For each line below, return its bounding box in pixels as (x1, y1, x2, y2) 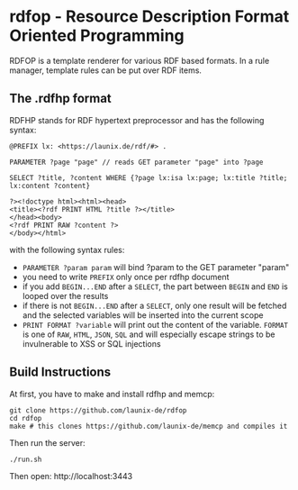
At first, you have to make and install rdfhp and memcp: (9, 388, 215, 399)
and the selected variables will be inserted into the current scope (22, 309, 264, 321)
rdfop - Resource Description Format (9, 6, 290, 27)
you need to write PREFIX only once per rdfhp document (22, 271, 230, 282)
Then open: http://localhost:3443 (9, 470, 133, 481)
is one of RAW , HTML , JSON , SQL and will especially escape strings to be (22, 329, 276, 340)
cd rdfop (9, 413, 42, 422)
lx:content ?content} (9, 181, 91, 190)
